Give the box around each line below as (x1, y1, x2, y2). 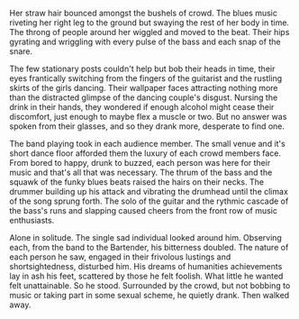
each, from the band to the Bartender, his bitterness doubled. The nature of (9, 242, 289, 252)
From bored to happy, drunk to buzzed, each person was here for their (9, 158, 271, 168)
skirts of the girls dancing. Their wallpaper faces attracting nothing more (9, 83, 278, 93)
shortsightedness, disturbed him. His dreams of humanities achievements (9, 261, 283, 271)
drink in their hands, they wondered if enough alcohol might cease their (9, 102, 275, 112)
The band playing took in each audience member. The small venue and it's (9, 139, 285, 149)
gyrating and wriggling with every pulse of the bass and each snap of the (9, 36, 281, 47)
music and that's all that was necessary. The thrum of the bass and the (9, 167, 273, 178)
